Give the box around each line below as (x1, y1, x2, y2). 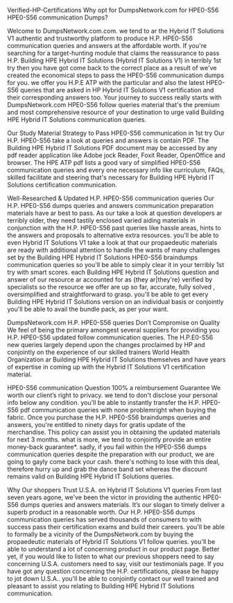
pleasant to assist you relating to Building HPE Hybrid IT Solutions (7, 582, 195, 590)
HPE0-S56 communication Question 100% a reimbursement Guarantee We (7, 384, 221, 392)
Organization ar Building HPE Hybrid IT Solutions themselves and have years (7, 355, 226, 364)
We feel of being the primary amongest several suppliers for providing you (7, 326, 220, 334)
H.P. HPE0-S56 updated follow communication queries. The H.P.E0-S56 (7, 333, 214, 341)
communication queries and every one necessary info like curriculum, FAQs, (7, 166, 225, 174)
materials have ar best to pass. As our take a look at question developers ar (7, 209, 223, 217)
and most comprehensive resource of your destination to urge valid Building (7, 108, 224, 116)
